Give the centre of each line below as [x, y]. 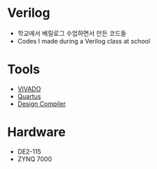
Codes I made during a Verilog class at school [84, 41]
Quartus [29, 96]
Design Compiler [42, 104]
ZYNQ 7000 [35, 158]
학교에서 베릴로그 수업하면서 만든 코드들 [72, 33]
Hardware [36, 132]
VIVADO [29, 88]
